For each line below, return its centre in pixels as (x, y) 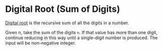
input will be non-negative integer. (41, 43)
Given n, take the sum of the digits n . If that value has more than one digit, (81, 32)
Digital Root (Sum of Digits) (63, 9)
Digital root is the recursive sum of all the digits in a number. (67, 23)
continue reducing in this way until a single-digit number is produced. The (81, 38)
